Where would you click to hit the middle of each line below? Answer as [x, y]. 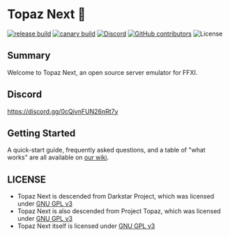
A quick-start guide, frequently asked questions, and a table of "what [106, 150]
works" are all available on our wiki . [58, 157]
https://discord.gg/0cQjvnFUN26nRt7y [63, 111]
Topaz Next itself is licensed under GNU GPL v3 [86, 226]
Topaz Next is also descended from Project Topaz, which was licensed [119, 211]
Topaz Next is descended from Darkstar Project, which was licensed [116, 196]
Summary [29, 56]
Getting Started [41, 133]
